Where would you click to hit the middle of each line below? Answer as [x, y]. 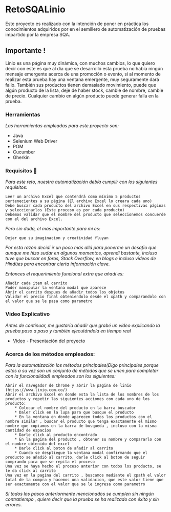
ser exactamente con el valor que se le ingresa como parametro [75, 484]
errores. [14, 504]
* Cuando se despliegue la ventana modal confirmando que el [81, 452]
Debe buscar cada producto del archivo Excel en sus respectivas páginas [86, 206]
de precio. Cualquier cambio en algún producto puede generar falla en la [82, 95]
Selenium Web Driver [35, 141]
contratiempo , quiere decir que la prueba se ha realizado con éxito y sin [82, 499]
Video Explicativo [28, 314]
